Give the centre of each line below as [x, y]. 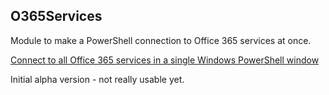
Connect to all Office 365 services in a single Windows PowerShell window [165, 60]
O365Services [56, 16]
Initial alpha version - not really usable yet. [97, 79]
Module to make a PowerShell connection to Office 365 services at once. [161, 40]
